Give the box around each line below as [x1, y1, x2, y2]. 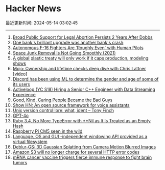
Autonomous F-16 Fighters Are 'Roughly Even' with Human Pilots [12, 45, 144, 51]
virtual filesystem [12, 139, 48, 144]
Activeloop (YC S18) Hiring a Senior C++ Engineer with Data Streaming [12, 86, 156, 92]
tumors [12, 159, 27, 165]
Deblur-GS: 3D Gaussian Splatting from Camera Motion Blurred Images [12, 143, 156, 150]
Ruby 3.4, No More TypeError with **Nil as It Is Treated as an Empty [12, 117, 151, 123]
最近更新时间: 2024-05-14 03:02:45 [5, 20, 78, 26]
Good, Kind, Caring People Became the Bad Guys [12, 97, 113, 103]
